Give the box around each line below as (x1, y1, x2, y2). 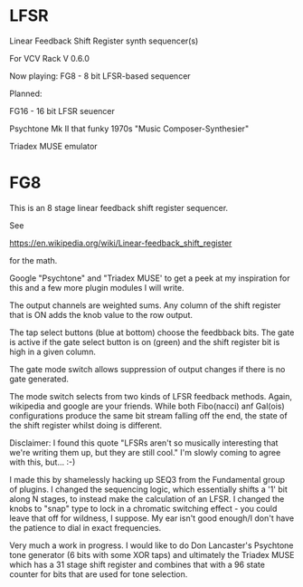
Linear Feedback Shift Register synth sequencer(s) (9, 35, 199, 46)
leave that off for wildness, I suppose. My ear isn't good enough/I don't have (9, 513, 295, 524)
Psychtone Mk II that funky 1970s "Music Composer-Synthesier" (9, 123, 250, 134)
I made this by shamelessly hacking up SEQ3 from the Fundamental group (9, 474, 286, 485)
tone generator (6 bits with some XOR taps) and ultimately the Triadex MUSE (9, 549, 295, 560)
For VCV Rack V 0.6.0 (9, 53, 90, 63)
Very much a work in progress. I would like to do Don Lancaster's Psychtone (9, 540, 294, 551)
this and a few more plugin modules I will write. (9, 282, 185, 293)
